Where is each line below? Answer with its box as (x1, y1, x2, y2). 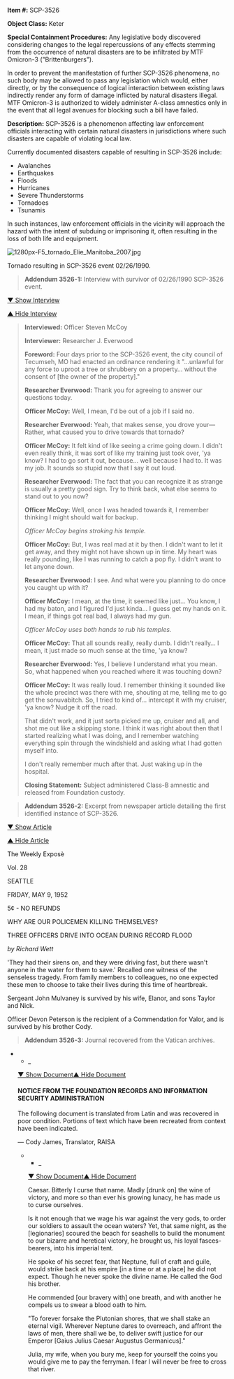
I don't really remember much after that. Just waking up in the (24, 760, 203, 768)
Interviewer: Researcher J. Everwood (24, 337, 133, 345)
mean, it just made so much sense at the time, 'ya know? (24, 647, 188, 654)
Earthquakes (17, 169, 54, 177)
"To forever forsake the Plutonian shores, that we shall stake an (27, 1314, 210, 1323)
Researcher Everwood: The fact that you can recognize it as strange (24, 477, 224, 485)
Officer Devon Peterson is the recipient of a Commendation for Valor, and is (7, 1015, 225, 1023)
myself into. (24, 746, 59, 754)
